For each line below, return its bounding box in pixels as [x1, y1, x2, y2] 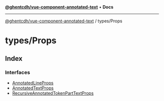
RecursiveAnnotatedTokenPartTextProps [12, 90, 94, 96]
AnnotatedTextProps [12, 85, 54, 91]
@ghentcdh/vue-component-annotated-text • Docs [5, 4, 114, 10]
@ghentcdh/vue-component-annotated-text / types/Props [5, 18, 123, 24]
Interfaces [5, 69, 30, 76]
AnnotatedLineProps [12, 80, 54, 85]
